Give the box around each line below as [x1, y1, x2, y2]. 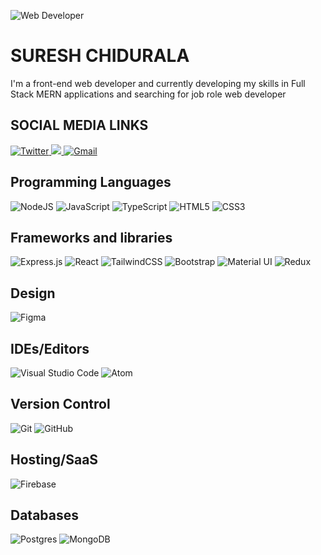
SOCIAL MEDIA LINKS [10, 117, 149, 134]
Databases [10, 507, 80, 524]
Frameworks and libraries [10, 229, 173, 246]
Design [10, 285, 56, 302]
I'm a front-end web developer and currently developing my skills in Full [10, 77, 306, 89]
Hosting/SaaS [10, 451, 99, 469]
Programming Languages [10, 174, 172, 191]
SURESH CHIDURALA [10, 45, 190, 67]
